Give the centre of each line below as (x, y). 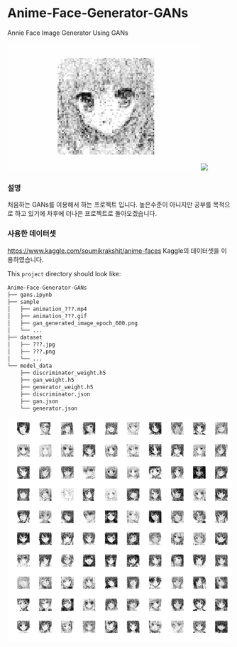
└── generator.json (49, 408)
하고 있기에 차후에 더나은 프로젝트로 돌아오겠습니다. (86, 214)
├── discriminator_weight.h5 (63, 373)
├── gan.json (39, 401)
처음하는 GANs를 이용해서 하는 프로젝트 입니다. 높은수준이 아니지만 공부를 (109, 205)
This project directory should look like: (64, 273)
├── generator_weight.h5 (57, 387)
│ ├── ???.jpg (31, 344)
